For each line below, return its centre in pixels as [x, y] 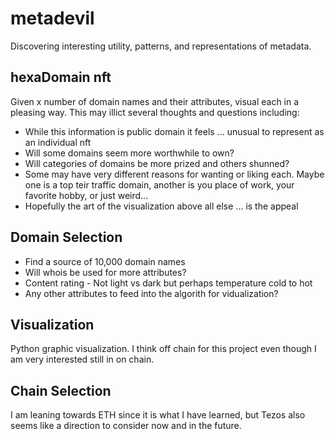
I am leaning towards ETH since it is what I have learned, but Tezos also [158, 415]
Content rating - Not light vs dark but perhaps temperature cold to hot [168, 283]
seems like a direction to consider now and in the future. [126, 426]
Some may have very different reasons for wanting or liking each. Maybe [174, 174]
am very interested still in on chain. [82, 359]
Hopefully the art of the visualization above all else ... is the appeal [161, 206]
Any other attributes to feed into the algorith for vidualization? [151, 293]
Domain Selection [66, 237]
